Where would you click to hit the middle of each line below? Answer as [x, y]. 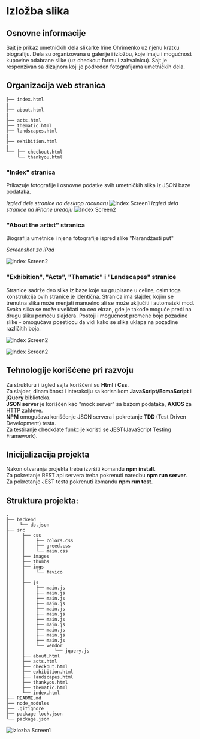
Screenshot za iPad [31, 250]
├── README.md [24, 698]
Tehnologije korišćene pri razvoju [70, 370]
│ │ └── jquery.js [48, 651]
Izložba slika [38, 11]
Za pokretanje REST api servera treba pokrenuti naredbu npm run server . [97, 476]
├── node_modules [28, 704]
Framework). [22, 435]
